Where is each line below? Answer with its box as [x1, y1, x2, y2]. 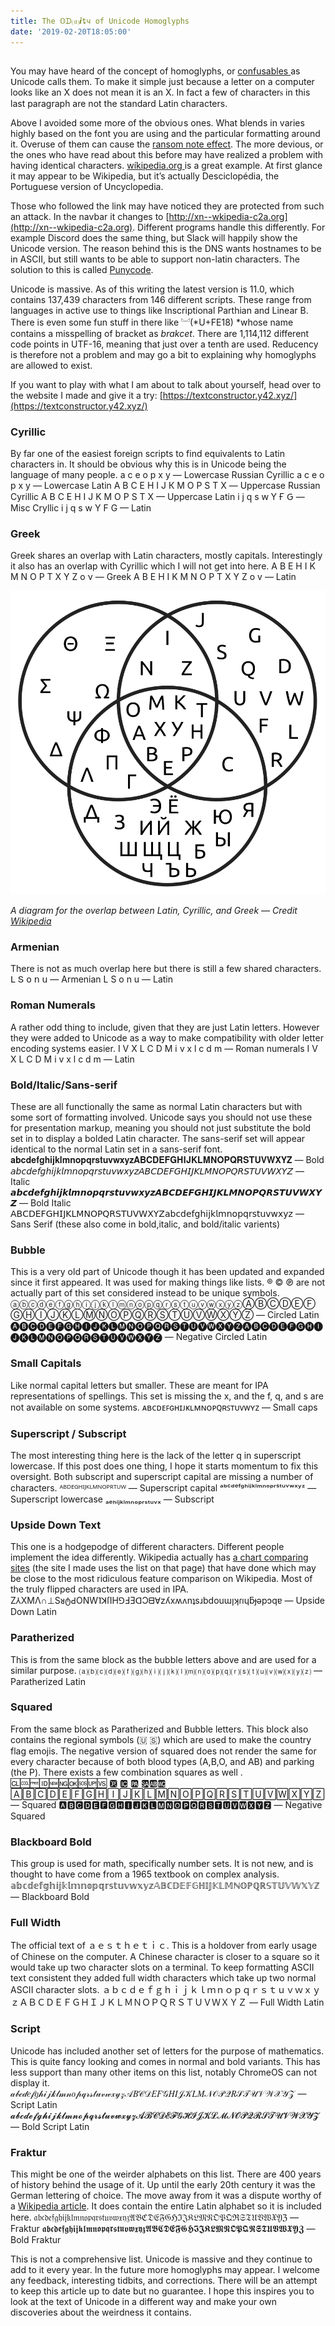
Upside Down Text [10, 1518, 102, 1532]
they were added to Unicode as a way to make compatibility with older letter [10, 1031, 324, 1044]
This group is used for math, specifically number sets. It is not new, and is [10, 1858, 314, 1870]
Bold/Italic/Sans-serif [10, 1078, 118, 1092]
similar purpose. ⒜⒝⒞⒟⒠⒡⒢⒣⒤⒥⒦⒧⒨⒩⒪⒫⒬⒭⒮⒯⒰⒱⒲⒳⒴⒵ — [10, 1664, 323, 1676]
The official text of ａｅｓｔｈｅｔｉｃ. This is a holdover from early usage [10, 1940, 318, 1952]
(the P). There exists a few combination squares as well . [10, 1766, 243, 1778]
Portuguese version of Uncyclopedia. [10, 180, 164, 192]
